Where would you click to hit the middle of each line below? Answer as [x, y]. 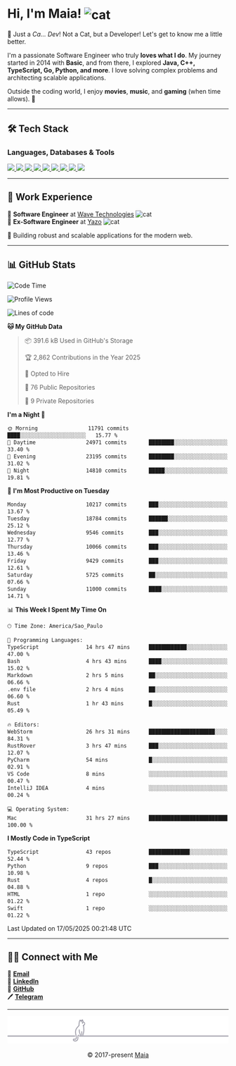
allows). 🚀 [21, 99]
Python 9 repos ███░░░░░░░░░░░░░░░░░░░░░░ [118, 866]
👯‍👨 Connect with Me [53, 957]
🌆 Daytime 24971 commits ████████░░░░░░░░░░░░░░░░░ [118, 442]
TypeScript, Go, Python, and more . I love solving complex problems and [112, 70]
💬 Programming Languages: [45, 640]
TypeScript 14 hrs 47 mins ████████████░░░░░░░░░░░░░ [118, 647]
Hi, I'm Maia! [45, 14]
